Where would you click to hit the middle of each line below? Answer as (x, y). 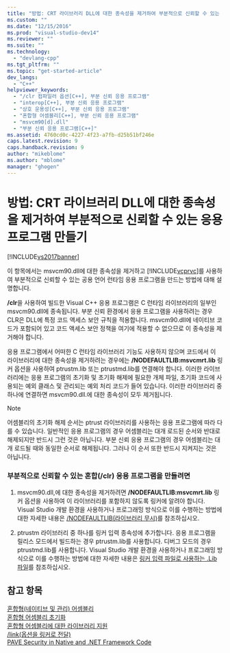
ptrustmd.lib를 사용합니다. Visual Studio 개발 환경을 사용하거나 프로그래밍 (116, 549)
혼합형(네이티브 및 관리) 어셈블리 (51, 608)
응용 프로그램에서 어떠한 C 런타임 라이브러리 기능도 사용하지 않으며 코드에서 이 (112, 352)
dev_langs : (23, 77)
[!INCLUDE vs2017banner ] (43, 256)
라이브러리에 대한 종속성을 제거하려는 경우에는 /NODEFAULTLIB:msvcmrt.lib (111, 360)
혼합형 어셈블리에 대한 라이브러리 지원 (57, 626)
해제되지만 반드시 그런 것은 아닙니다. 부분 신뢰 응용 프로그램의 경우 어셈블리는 (110, 439)
